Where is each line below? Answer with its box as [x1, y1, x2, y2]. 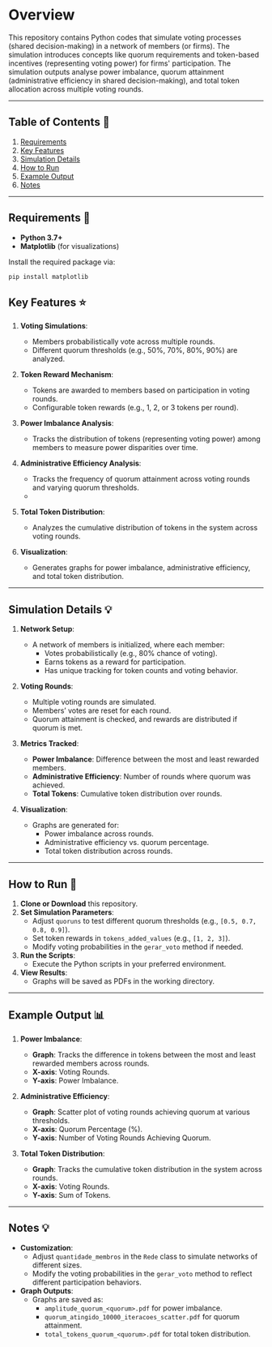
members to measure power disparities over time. [32, 443, 198, 453]
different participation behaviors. [32, 1277, 142, 1287]
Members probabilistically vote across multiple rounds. [32, 337, 216, 346]
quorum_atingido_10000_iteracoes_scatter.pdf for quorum [44, 1311, 240, 1321]
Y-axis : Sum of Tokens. [32, 1190, 111, 1199]
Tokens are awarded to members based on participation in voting [32, 385, 250, 395]
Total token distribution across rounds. [44, 846, 173, 856]
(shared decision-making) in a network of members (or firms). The [8, 41, 231, 50]
